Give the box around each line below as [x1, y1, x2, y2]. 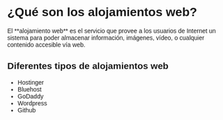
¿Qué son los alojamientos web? [7, 5, 197, 19]
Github [17, 106, 36, 114]
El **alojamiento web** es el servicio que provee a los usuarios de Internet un [7, 26, 216, 35]
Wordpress [17, 99, 47, 107]
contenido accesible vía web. [7, 40, 86, 49]
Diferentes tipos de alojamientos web [7, 60, 169, 71]
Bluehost [17, 85, 42, 93]
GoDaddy [17, 92, 44, 100]
